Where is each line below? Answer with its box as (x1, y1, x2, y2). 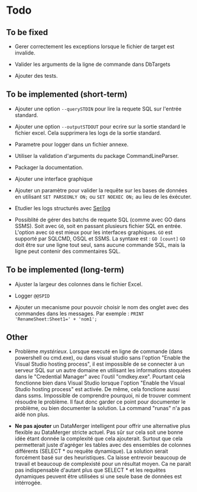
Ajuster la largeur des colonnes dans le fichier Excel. (14, 280, 143, 288)
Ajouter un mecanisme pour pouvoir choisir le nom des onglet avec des (14, 303, 189, 310)
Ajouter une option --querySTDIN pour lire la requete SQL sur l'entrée (14, 105, 182, 112)
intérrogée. (14, 479, 42, 487)
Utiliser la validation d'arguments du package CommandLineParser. (14, 152, 179, 159)
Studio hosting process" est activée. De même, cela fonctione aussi (14, 386, 180, 393)
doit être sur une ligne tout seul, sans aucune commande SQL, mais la (14, 241, 185, 248)
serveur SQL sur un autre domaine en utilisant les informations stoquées (14, 367, 191, 374)
